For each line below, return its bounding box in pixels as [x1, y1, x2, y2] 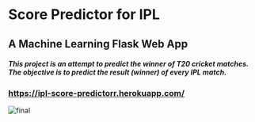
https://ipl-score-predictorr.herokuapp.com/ [8, 87, 185, 98]
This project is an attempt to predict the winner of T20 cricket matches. [8, 59, 249, 69]
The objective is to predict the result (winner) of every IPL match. [8, 67, 227, 77]
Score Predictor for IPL [8, 6, 161, 24]
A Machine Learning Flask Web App [8, 37, 188, 51]
